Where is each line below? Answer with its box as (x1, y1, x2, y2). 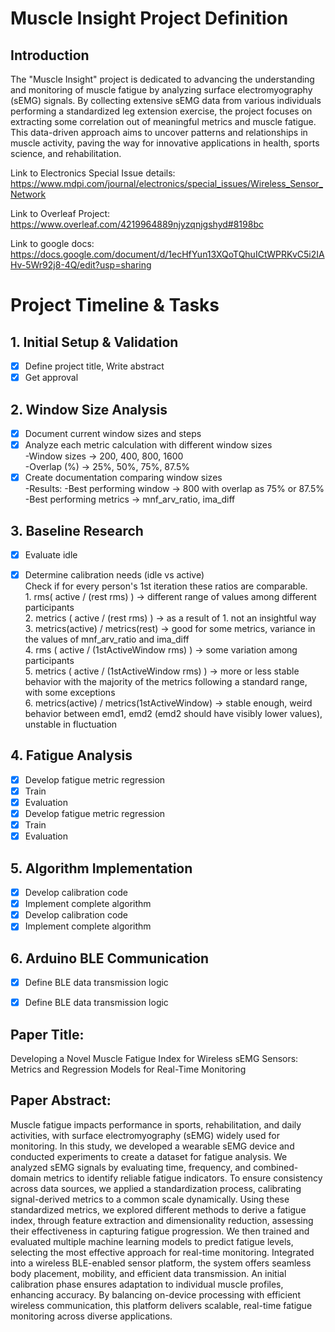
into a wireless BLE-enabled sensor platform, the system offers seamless (10, 1257, 312, 1269)
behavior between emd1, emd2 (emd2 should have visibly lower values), (24, 708, 323, 720)
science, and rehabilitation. (10, 148, 122, 159)
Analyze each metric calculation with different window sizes (24, 439, 273, 451)
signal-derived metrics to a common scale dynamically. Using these (10, 1193, 290, 1205)
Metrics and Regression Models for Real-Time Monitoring (10, 1063, 247, 1076)
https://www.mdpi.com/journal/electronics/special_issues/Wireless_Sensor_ (10, 178, 323, 189)
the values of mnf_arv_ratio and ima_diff (24, 633, 190, 646)
